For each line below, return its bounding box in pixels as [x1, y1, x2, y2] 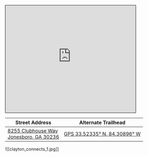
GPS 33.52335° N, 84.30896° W [64, 131, 141, 137]
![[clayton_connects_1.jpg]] [5, 146, 59, 152]
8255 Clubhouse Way [7, 128, 58, 134]
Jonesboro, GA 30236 [7, 133, 60, 140]
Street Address [15, 119, 51, 126]
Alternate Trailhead [79, 119, 126, 126]
